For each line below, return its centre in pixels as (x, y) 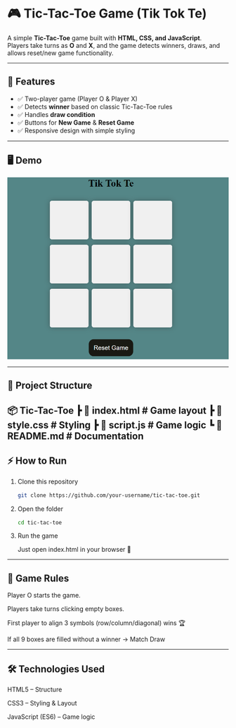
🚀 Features (31, 82)
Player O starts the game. (44, 596)
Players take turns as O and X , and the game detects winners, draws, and (114, 45)
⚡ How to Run (37, 461)
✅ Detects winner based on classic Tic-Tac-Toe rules (95, 106)
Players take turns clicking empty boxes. (66, 609)
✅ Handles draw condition (56, 114)
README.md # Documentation (76, 436)
